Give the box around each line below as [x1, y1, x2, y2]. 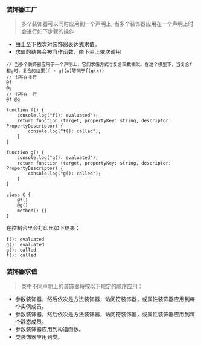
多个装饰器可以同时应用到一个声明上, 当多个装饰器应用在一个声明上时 [21, 20, 194, 28]
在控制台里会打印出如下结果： [6, 224, 80, 232]
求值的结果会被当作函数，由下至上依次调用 [14, 48, 121, 56]
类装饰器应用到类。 [14, 333, 63, 340]
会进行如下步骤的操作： [21, 28, 80, 35]
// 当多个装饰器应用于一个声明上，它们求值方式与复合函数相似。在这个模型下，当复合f [6, 62, 193, 68]
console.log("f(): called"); [28, 128, 101, 134]
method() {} [17, 207, 47, 214]
